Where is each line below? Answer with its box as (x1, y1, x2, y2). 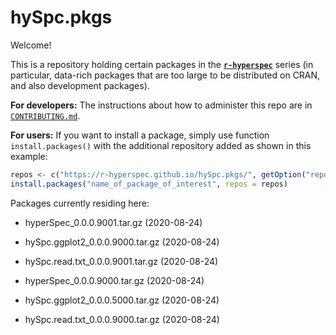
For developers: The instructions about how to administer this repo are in (10, 99, 313, 111)
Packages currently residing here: (10, 197, 150, 209)
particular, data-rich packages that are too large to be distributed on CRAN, (10, 69, 321, 81)
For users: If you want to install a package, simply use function (10, 129, 270, 141)
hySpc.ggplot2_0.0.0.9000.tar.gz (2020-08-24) (24, 236, 220, 248)
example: (10, 150, 48, 162)
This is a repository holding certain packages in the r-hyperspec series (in (10, 58, 314, 70)
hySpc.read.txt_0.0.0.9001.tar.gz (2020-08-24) (24, 255, 219, 267)
